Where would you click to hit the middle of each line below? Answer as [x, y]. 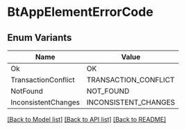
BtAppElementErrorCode [81, 12]
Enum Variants [40, 38]
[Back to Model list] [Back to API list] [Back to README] [87, 119]
